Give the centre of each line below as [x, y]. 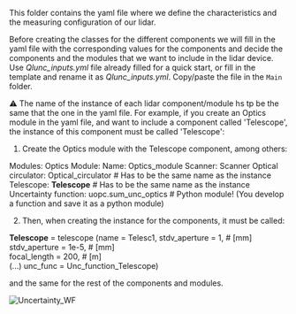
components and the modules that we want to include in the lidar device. [141, 58]
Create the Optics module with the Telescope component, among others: [155, 149]
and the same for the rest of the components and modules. [116, 283]
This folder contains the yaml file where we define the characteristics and [143, 13]
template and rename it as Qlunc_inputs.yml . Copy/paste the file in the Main [146, 77]
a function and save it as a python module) [87, 203]
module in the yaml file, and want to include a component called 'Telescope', [148, 122]
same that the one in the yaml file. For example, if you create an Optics [138, 113]
